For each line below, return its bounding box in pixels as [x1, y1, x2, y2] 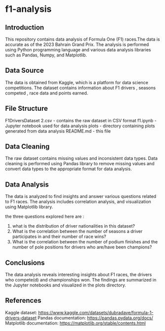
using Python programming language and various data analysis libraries [5, 47, 151, 52]
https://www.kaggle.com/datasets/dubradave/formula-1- [38, 309, 154, 315]
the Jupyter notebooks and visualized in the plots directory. [5, 282, 126, 288]
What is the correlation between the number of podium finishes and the [12, 239, 158, 245]
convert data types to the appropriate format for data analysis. [5, 166, 132, 172]
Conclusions [5, 258, 45, 267]
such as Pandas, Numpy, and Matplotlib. [5, 52, 87, 58]
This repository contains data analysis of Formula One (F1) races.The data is [5, 36, 160, 42]
